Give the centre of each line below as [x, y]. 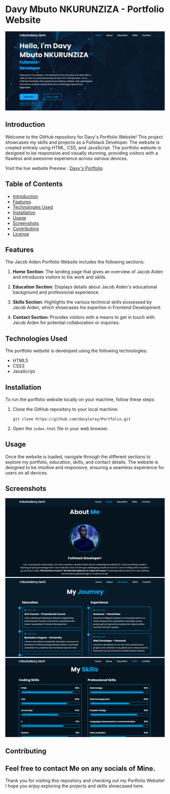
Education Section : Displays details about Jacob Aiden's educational [85, 287]
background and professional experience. [56, 292]
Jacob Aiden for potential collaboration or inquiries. [66, 323]
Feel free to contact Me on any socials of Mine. [80, 768]
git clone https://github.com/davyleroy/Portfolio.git [72, 419]
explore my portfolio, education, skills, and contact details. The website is [82, 462]
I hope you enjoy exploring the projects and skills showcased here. [75, 786]
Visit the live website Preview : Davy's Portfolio [54, 168]
